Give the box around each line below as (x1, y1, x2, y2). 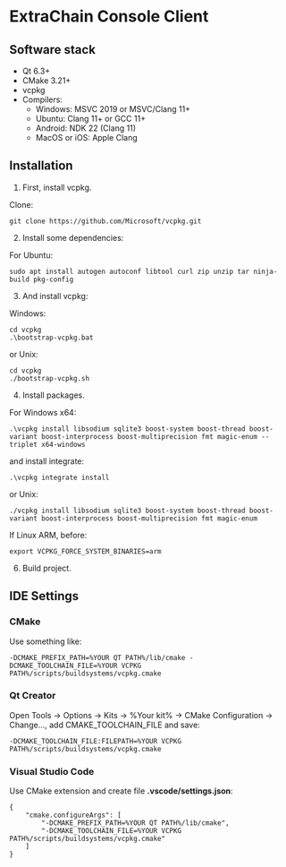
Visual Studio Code (9, 765, 95, 777)
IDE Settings (9, 588, 80, 604)
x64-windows (41, 440, 87, 449)
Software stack (9, 42, 97, 57)
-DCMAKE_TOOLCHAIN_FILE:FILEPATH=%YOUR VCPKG (9, 736, 181, 745)
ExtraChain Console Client (9, 6, 209, 27)
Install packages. (21, 390, 85, 400)
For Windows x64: (9, 407, 77, 417)
